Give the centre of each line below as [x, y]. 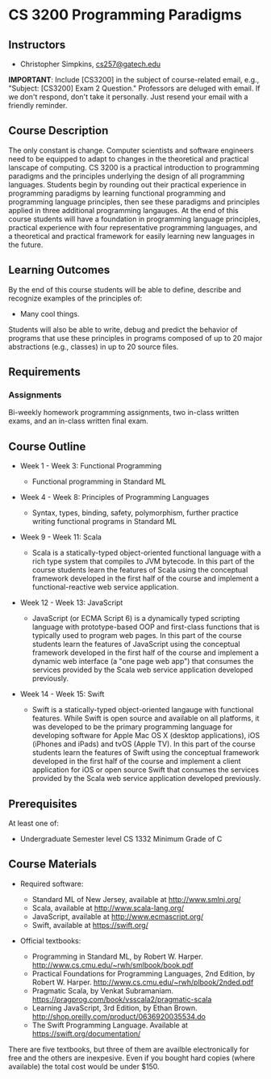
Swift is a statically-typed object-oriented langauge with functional [143, 710]
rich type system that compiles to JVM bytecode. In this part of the [143, 561]
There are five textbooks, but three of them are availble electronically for [129, 1049]
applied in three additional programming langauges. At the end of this [124, 210]
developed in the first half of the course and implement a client [136, 762]
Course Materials [53, 865]
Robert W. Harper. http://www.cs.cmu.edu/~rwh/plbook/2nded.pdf [143, 982]
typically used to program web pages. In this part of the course [137, 636]
